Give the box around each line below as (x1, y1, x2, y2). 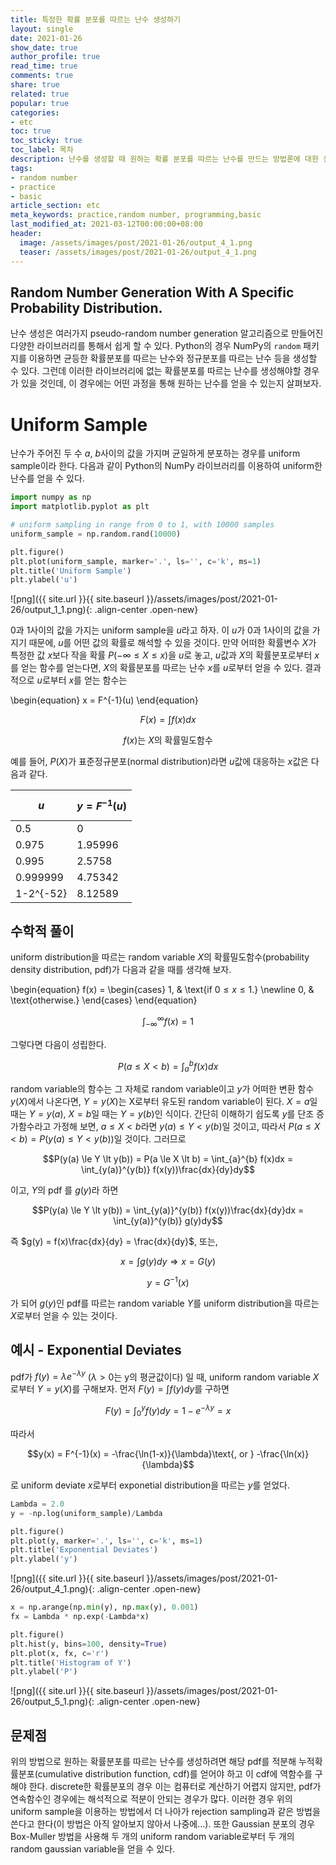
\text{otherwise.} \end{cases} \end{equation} (10, 994, 198, 1006)
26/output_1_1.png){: (10, 604, 93, 616)
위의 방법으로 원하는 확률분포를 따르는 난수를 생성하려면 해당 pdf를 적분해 (10, 1756, 297, 1768)
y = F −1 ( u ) (76, 797, 128, 813)
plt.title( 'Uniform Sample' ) (10, 566, 132, 576)
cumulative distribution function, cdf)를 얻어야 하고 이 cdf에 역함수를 (37, 1768, 313, 1780)
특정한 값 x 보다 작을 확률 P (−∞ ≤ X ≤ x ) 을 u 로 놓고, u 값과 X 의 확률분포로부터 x (10, 649, 320, 661)
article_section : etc (10, 201, 101, 211)
